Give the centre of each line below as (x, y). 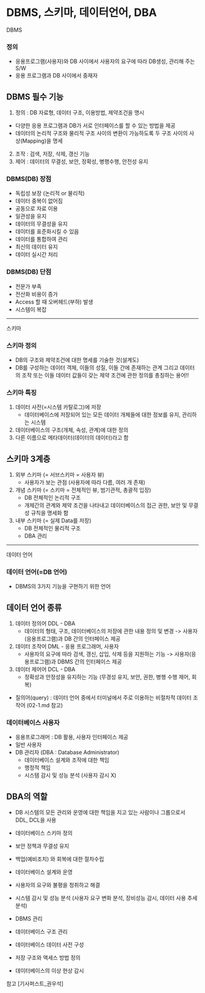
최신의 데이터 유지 (36, 247)
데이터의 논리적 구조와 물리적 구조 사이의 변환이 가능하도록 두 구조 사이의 (101, 133)
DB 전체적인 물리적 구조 (52, 528)
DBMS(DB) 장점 (29, 179)
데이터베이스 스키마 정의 (44, 833)
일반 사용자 (28, 745)
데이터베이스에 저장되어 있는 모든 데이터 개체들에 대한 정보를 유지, (103, 415)
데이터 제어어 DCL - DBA (45, 669)
